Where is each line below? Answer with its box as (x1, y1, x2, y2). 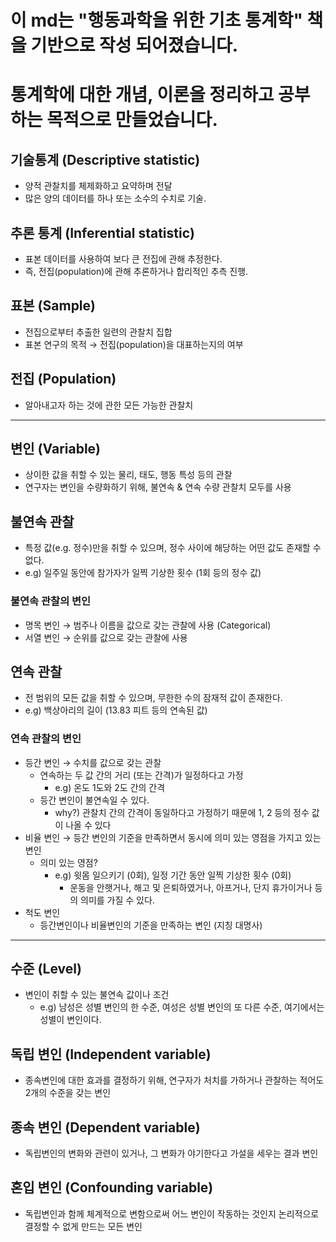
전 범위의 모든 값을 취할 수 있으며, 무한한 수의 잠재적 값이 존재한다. (24, 692, 283, 704)
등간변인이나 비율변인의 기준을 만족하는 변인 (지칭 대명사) (39, 919, 263, 931)
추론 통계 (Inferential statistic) (10, 224, 195, 241)
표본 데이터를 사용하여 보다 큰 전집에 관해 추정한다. (24, 253, 223, 265)
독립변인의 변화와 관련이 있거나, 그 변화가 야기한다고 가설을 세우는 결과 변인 (24, 1147, 319, 1160)
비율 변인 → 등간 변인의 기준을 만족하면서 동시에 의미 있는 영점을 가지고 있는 (24, 831, 322, 843)
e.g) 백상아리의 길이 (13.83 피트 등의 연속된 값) (24, 704, 208, 716)
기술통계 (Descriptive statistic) (10, 151, 201, 168)
